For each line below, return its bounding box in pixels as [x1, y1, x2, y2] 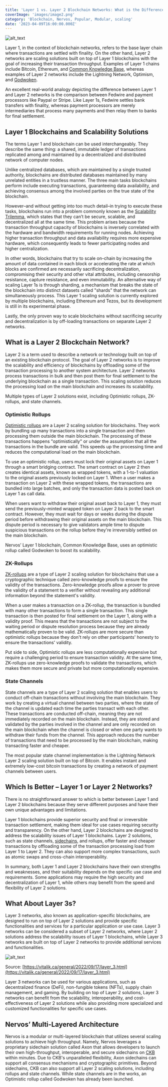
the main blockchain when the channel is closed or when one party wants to [5, 727, 162, 733]
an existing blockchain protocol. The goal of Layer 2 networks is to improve [5, 356, 160, 363]
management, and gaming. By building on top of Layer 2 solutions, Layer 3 [5, 990, 159, 996]
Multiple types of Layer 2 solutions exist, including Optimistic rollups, [5, 393, 147, 399]
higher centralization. [5, 246, 49, 252]
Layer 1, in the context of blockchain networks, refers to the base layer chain [5, 45, 162, 51]
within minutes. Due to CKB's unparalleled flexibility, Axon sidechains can [5, 1055, 156, 1061]
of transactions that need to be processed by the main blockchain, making [5, 737, 158, 743]
